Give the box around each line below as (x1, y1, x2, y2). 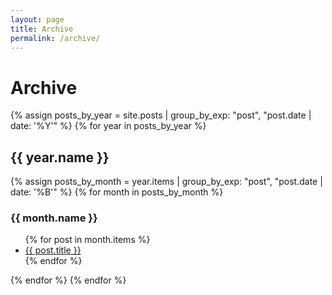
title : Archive (10, 24, 74, 34)
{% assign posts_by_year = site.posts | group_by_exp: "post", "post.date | (10, 109, 312, 121)
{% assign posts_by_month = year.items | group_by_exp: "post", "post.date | (10, 176, 323, 188)
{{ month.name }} (10, 211, 98, 225)
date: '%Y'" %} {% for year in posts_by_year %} (10, 120, 207, 132)
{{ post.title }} (24, 244, 82, 256)
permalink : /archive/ (10, 33, 101, 43)
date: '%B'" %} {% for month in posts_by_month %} (10, 186, 224, 198)
